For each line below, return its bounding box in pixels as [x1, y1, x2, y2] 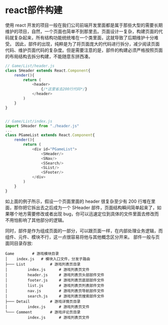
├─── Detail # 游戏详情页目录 [5, 299, 81, 304]
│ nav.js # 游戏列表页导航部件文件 [5, 288, 104, 293]
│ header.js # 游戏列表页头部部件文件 [5, 272, 104, 277]
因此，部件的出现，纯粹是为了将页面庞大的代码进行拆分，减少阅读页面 [14, 41, 160, 47]
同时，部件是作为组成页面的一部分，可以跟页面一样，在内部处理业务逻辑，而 [5, 227, 163, 233]
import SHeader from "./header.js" [5, 123, 79, 128]
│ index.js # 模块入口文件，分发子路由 [5, 256, 90, 261]
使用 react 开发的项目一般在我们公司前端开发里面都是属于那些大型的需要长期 [5, 22, 163, 28]
